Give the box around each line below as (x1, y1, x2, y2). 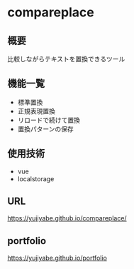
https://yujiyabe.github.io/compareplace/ (7, 214, 127, 223)
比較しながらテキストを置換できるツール (7, 55, 125, 63)
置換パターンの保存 (17, 124, 74, 133)
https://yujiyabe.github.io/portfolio (7, 254, 108, 263)
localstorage (17, 174, 55, 183)
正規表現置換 (17, 106, 55, 115)
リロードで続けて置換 (17, 116, 80, 124)
